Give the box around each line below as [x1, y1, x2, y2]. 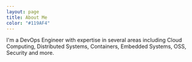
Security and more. [6, 49, 55, 57]
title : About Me [6, 14, 47, 20]
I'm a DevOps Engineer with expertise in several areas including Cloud [6, 37, 182, 44]
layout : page [6, 8, 39, 15]
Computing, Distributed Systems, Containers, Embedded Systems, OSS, [6, 43, 187, 50]
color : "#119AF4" [6, 20, 50, 26]
